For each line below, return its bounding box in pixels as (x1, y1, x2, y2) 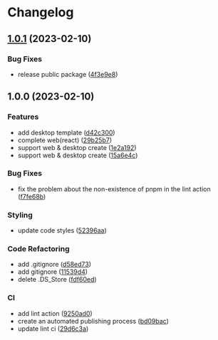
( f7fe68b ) (17, 192, 46, 201)
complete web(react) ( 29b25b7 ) (17, 136, 113, 144)
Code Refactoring (7, 244, 70, 254)
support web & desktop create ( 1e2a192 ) (17, 143, 137, 152)
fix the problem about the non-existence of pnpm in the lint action (17, 184, 212, 193)
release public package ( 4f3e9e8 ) (17, 70, 118, 78)
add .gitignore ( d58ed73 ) (17, 260, 91, 269)
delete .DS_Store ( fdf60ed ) (17, 275, 98, 284)
